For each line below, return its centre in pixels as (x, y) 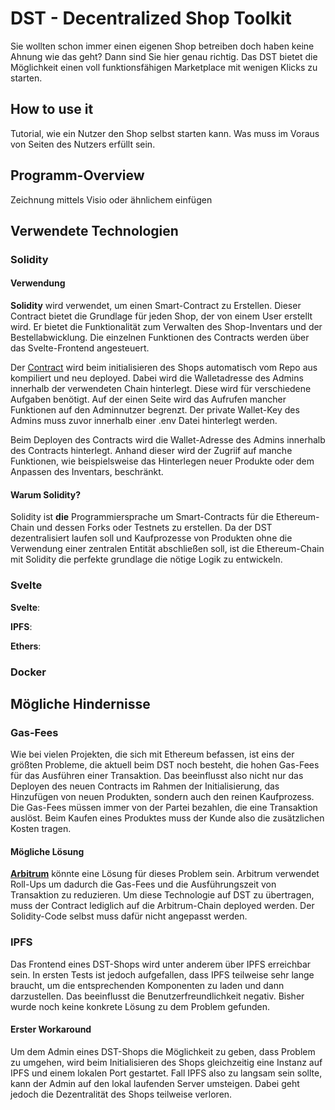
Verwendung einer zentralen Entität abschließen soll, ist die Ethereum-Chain (167, 549)
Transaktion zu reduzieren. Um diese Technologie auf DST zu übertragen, (162, 895)
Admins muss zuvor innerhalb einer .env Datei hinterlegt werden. (144, 421)
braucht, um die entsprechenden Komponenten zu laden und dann (147, 985)
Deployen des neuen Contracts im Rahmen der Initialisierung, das (145, 786)
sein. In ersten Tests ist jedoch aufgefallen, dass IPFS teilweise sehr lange (162, 974)
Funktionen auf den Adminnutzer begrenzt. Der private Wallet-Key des (155, 410)
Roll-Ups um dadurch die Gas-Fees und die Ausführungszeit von (143, 884)
